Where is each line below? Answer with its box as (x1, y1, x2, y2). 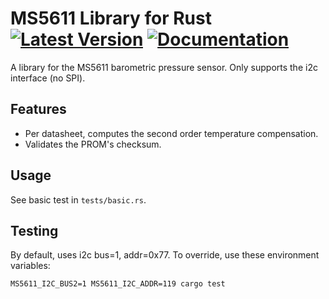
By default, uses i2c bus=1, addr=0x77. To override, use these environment (10, 249, 320, 261)
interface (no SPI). (10, 72, 86, 84)
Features (10, 101, 67, 118)
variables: (10, 260, 51, 272)
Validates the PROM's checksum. (24, 138, 162, 150)
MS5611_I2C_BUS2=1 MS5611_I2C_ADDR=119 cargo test (10, 279, 226, 289)
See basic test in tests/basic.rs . (10, 193, 147, 206)
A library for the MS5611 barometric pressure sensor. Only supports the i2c (10, 61, 318, 73)
